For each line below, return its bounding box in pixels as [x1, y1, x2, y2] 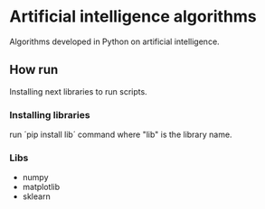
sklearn [22, 191, 52, 202]
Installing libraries [9, 108, 90, 121]
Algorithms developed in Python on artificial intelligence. [9, 36, 220, 47]
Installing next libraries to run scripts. [9, 86, 147, 96]
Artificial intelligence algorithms [9, 6, 258, 27]
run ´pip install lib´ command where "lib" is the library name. [9, 129, 232, 141]
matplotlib [22, 182, 61, 193]
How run [9, 62, 59, 77]
